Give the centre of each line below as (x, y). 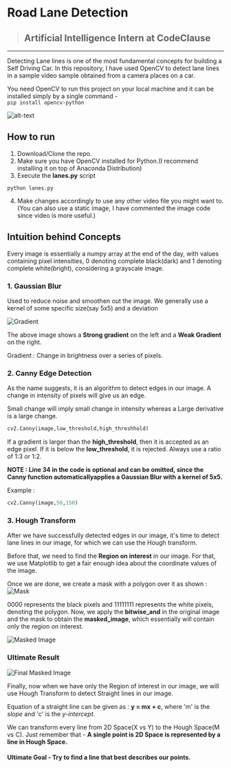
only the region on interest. (45, 626)
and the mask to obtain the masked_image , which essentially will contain (111, 619)
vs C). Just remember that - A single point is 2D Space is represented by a (114, 734)
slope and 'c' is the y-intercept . (51, 714)
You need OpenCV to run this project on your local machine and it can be (111, 89)
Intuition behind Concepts (64, 237)
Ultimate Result (33, 657)
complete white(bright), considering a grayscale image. (86, 268)
